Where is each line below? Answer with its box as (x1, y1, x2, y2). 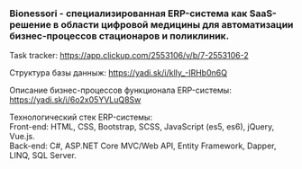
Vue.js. (9, 131, 35, 142)
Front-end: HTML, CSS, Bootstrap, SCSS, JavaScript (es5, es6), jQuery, (9, 121, 275, 132)
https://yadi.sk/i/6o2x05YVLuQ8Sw (9, 94, 142, 105)
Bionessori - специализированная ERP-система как (9, 7, 248, 20)
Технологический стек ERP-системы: (9, 111, 153, 123)
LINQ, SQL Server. (9, 150, 77, 161)
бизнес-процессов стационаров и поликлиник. (9, 30, 230, 42)
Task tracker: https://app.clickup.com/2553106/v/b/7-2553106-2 (9, 50, 250, 61)
